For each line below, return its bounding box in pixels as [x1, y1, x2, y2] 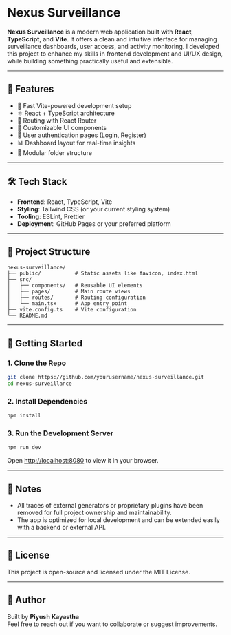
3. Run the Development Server [7, 428, 114, 438]
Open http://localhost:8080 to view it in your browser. [7, 457, 159, 465]
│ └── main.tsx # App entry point [7, 300, 128, 307]
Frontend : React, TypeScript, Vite [16, 198, 113, 206]
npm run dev [7, 444, 41, 451]
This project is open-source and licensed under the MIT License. [7, 568, 190, 576]
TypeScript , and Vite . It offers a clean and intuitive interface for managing [7, 34, 218, 43]
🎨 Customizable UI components [16, 123, 107, 132]
